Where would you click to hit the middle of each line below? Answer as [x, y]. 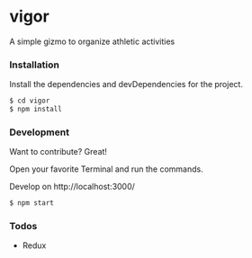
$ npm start [31, 203]
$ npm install [36, 110]
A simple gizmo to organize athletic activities [92, 41]
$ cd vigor [30, 101]
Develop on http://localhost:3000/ [72, 187]
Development [40, 132]
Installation [35, 65]
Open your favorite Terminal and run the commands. [107, 169]
